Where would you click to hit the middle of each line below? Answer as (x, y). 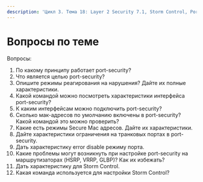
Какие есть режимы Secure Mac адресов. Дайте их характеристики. (104, 128)
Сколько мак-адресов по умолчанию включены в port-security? (98, 115)
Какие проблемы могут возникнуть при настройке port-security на (102, 153)
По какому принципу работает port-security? (73, 70)
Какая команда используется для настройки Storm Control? (92, 172)
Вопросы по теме (53, 41)
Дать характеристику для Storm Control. (67, 166)
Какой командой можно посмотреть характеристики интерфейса (100, 96)
